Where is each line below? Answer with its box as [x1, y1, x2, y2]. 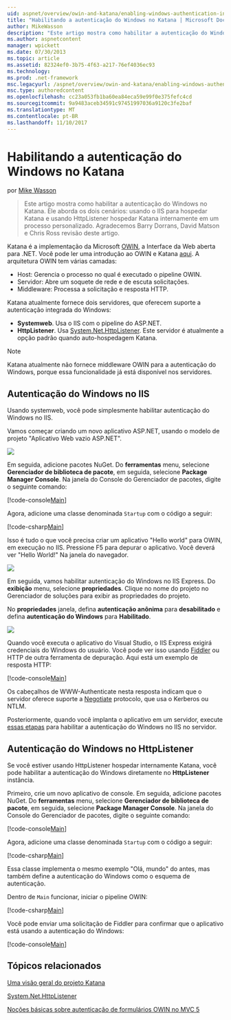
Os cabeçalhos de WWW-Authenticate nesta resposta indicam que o [7, 687, 202, 696]
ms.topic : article [7, 55, 60, 62]
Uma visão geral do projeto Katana [7, 978, 105, 987]
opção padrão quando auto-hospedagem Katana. [16, 334, 158, 342]
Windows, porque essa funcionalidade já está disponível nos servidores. [7, 368, 212, 376]
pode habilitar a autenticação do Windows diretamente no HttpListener [7, 769, 210, 777]
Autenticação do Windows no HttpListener [7, 743, 194, 754]
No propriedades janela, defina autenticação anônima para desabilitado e [7, 605, 221, 614]
